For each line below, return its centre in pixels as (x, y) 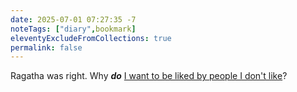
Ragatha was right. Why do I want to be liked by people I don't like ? (149, 76)
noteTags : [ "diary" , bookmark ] (73, 29)
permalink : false (46, 47)
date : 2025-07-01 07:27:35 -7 (73, 19)
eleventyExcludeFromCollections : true (91, 38)
